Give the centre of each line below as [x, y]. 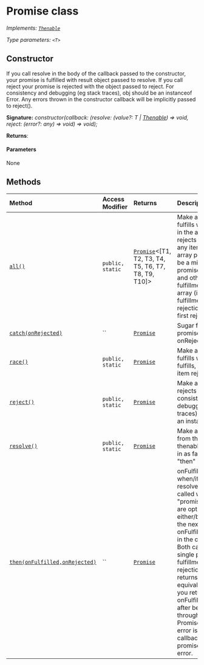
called [186, 494]
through [188, 615]
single [185, 555]
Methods [24, 182]
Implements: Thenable [33, 28]
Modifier [115, 206]
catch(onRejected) [36, 333]
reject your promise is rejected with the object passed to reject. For [90, 86]
